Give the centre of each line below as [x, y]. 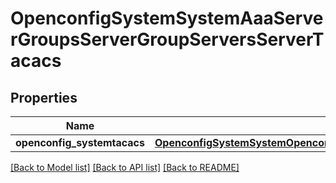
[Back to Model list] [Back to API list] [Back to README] [125, 167]
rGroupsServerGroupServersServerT [167, 39]
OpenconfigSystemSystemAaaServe [167, 18]
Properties [44, 97]
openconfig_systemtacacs [80, 142]
